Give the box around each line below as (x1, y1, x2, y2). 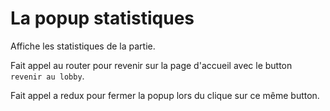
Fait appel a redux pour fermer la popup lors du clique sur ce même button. (10, 89, 320, 101)
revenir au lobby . (10, 70, 85, 82)
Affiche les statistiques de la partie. (10, 40, 156, 52)
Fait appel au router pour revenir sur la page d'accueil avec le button (10, 59, 293, 71)
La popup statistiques (10, 7, 195, 30)
